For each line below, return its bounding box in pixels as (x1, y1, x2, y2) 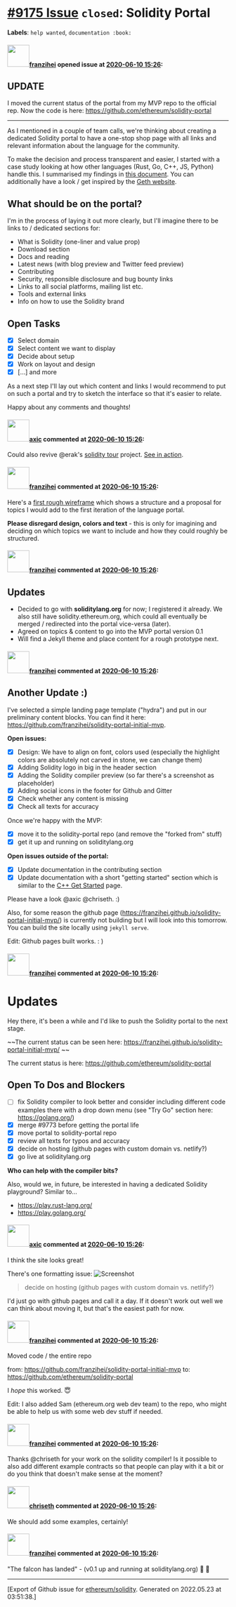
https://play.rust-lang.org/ (17, 1201, 93, 1209)
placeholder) (17, 779, 55, 787)
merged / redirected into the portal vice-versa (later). (17, 620, 171, 628)
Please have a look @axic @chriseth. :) (7, 895, 120, 904)
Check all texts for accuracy (17, 802, 99, 810)
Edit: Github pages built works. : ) (7, 937, 104, 946)
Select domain (17, 336, 60, 345)
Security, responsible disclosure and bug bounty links (17, 275, 173, 284)
